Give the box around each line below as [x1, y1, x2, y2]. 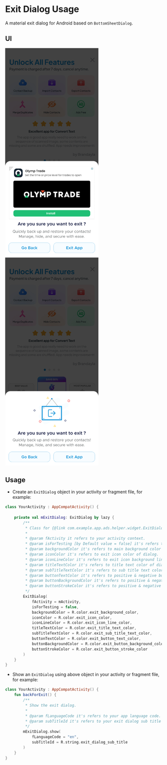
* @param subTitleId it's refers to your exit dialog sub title [25, 719, 162, 724]
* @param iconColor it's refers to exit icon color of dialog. [25, 552, 159, 557]
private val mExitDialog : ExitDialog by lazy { [14, 515, 114, 520]
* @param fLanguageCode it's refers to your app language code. [25, 713, 162, 719]
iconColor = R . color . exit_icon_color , [31, 615, 112, 620]
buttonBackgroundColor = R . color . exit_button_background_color [31, 641, 166, 646]
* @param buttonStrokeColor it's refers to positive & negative [25, 583, 162, 589]
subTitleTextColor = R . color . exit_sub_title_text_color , [31, 631, 153, 636]
